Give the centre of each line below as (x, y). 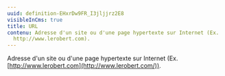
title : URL (23, 26)
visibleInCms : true (35, 20)
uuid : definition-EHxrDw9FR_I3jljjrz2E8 (66, 13)
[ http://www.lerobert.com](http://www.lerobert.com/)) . (84, 66)
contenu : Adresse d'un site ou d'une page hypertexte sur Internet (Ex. (113, 33)
